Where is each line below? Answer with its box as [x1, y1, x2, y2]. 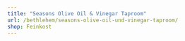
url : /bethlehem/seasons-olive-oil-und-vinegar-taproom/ [7, 17, 179, 24]
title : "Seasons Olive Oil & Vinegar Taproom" [7, 10, 147, 17]
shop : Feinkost [7, 23, 52, 30]
